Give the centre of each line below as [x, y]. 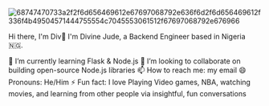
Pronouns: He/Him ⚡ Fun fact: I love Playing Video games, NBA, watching [130, 82]
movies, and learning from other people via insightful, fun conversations [127, 94]
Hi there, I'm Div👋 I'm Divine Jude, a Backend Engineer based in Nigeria [127, 37]
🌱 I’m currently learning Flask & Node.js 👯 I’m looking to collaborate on [124, 61]
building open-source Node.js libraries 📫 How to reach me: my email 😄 [127, 70]
